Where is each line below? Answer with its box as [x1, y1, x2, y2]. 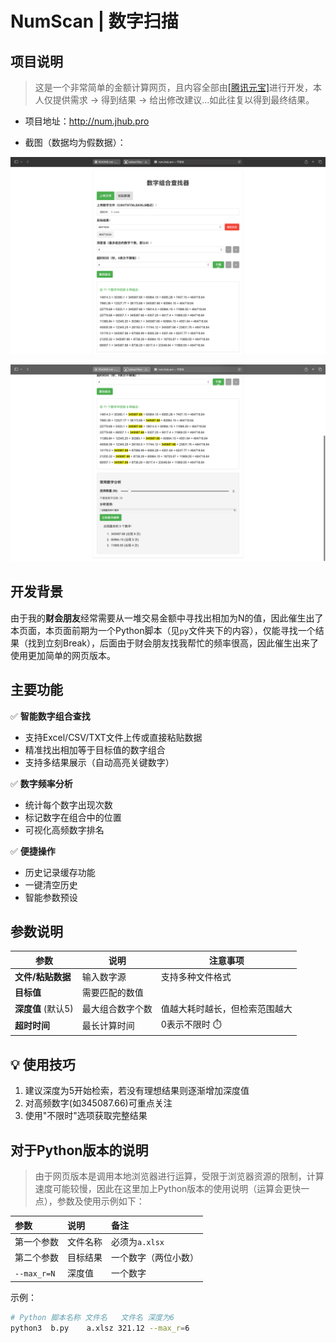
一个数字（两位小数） [111, 1252, 199, 1264]
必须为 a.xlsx [111, 1235, 165, 1247]
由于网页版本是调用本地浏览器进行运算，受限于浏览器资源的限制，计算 [34, 1170, 325, 1182]
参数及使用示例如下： [56, 1195, 145, 1207]
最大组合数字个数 [81, 1002, 153, 1014]
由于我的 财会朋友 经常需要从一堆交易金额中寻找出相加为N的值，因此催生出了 [10, 612, 324, 624]
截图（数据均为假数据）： [24, 137, 127, 148]
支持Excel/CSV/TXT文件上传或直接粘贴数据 [24, 731, 203, 743]
